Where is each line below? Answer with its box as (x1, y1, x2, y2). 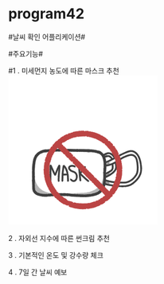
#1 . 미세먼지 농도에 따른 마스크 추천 (8, 65, 119, 76)
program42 (8, 5, 85, 23)
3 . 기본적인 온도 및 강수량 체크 (8, 250, 103, 259)
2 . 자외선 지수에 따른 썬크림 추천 (8, 233, 110, 243)
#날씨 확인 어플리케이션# (8, 32, 86, 41)
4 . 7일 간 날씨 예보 (8, 267, 68, 277)
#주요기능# (8, 49, 44, 58)
